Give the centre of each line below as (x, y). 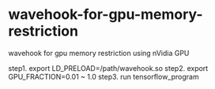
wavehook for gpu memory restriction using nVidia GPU (99, 53)
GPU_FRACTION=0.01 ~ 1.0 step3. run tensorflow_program (104, 76)
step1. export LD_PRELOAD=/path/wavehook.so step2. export (108, 68)
